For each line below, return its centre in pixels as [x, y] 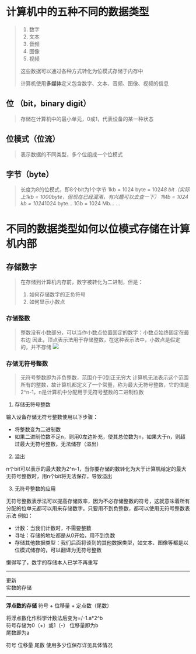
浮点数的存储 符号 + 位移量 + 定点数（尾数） [59, 605]
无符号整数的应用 [35, 488]
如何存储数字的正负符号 [57, 295]
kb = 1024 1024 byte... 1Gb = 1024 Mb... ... [70, 204]
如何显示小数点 [47, 302]
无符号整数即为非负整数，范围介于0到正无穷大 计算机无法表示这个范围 [104, 377]
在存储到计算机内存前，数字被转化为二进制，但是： [82, 282]
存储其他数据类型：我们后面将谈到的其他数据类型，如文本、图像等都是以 [101, 542]
